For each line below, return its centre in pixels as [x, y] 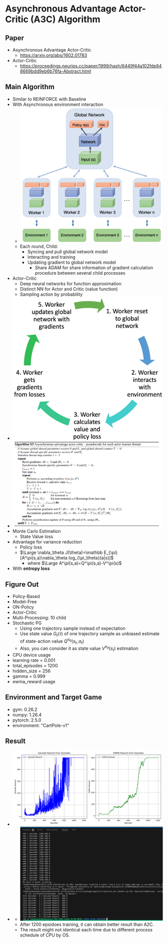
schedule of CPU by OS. [45, 935]
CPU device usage [31, 655]
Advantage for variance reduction [47, 542]
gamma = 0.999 [29, 676]
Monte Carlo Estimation [36, 531]
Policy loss [31, 547]
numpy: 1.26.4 [27, 714]
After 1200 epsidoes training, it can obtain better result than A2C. [87, 924]
